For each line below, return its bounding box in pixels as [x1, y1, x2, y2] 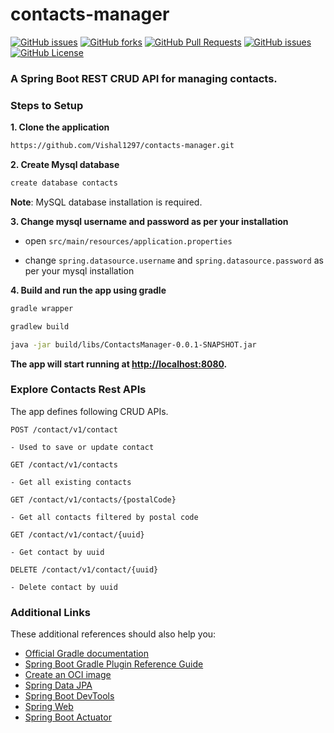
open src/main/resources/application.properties [24, 234, 233, 247]
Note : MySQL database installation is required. [10, 196, 203, 208]
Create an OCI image [24, 669, 112, 681]
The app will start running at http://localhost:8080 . [10, 358, 228, 370]
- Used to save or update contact [10, 442, 155, 452]
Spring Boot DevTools [24, 690, 115, 702]
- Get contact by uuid [10, 547, 105, 557]
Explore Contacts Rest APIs [10, 383, 147, 397]
